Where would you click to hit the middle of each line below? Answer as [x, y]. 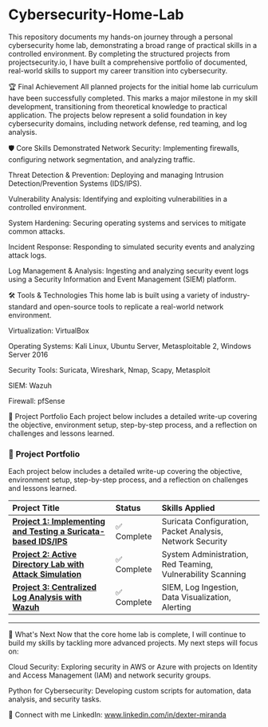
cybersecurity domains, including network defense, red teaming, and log [128, 123]
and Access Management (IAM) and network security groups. [110, 675]
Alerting [176, 607]
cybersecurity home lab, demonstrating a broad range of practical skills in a [133, 45]
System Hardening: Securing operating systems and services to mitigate [127, 223]
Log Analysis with [47, 598]
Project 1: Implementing [59, 522]
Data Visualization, [196, 598]
